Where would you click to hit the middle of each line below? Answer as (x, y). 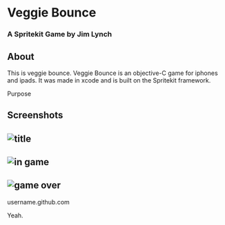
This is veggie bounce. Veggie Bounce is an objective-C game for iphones (113, 73)
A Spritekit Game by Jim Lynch (60, 34)
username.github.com (39, 202)
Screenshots (35, 115)
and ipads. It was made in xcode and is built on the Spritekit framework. (109, 80)
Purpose (19, 94)
